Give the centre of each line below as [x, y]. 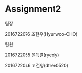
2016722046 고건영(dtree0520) [37, 65]
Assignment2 [33, 9]
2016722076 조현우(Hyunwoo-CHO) [41, 34]
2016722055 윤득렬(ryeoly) [32, 55]
